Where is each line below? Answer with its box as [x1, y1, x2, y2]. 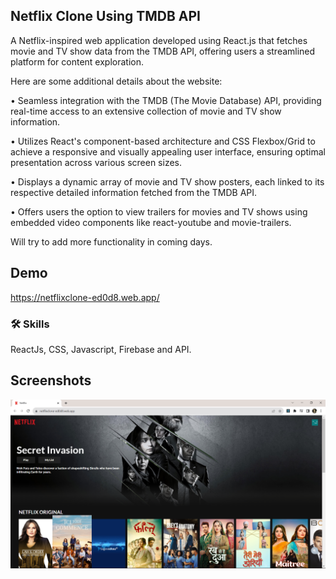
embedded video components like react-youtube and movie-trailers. [10, 216, 292, 228]
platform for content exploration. [10, 55, 145, 68]
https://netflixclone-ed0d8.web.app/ [10, 291, 160, 303]
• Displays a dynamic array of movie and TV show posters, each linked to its [10, 175, 325, 188]
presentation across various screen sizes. [10, 156, 182, 168]
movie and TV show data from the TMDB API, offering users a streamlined [10, 45, 316, 57]
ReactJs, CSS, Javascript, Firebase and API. [10, 343, 192, 355]
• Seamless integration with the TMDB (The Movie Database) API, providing [10, 94, 322, 106]
